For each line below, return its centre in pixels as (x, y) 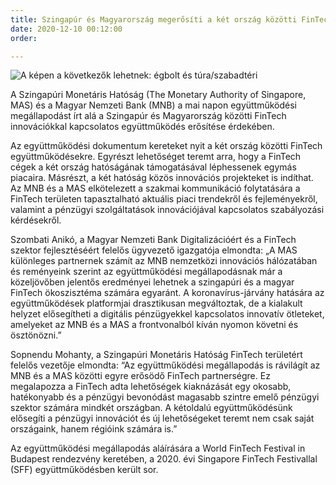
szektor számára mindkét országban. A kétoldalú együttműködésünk (151, 408)
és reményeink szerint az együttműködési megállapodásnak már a (146, 272)
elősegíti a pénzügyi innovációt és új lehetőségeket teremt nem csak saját (162, 418)
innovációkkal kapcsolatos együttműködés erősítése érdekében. (142, 127)
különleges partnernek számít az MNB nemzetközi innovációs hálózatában (164, 261)
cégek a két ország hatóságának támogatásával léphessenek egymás (153, 167)
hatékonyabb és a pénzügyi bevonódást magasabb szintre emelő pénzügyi (165, 397)
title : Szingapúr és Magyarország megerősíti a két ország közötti (154, 19)
